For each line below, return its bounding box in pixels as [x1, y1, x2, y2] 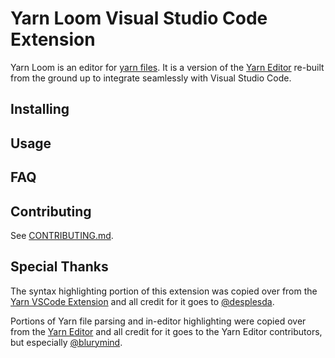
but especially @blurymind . [10, 336, 123, 348]
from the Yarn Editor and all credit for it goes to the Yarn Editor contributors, [10, 325, 323, 337]
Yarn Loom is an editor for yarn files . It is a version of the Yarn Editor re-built [10, 61, 325, 73]
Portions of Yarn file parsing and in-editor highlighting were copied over [10, 315, 307, 327]
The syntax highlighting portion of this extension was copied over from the [10, 285, 318, 297]
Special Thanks [10, 258, 109, 276]
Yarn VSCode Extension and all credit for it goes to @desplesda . [10, 295, 275, 307]
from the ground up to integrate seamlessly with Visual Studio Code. [10, 72, 292, 84]
